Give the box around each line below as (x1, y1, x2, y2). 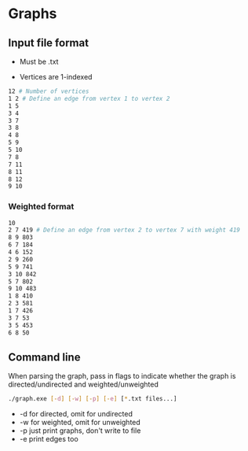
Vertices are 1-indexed (19, 72, 93, 81)
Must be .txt (19, 57, 59, 66)
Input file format (8, 36, 89, 50)
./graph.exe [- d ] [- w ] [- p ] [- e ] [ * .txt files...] (8, 395, 177, 403)
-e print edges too (19, 434, 78, 444)
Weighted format (8, 201, 75, 213)
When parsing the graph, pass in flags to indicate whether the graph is (8, 372, 236, 381)
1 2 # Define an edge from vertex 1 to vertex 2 (8, 94, 170, 102)
